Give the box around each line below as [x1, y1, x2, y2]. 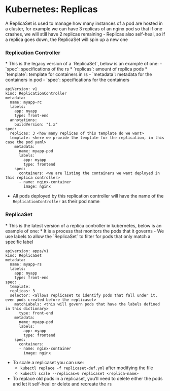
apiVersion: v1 [5, 87, 38, 92]
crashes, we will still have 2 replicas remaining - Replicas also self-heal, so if [5, 31, 165, 37]
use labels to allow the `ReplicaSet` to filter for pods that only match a [5, 233, 151, 239]
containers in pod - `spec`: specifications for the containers [5, 77, 130, 83]
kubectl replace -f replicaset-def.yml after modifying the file [20, 365, 153, 371]
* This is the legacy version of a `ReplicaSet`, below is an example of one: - [5, 61, 162, 67]
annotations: [10, 118, 38, 123]
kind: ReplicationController [5, 91, 67, 96]
